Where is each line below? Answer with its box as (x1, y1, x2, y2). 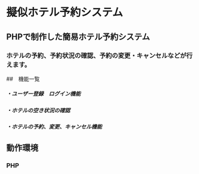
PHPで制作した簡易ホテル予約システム (6, 32, 150, 42)
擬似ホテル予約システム (6, 5, 123, 19)
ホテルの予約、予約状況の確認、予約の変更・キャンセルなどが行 (6, 51, 193, 59)
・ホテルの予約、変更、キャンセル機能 (6, 123, 102, 130)
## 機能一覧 (6, 75, 40, 82)
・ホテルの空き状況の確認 (6, 107, 70, 114)
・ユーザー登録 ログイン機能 (6, 90, 81, 98)
